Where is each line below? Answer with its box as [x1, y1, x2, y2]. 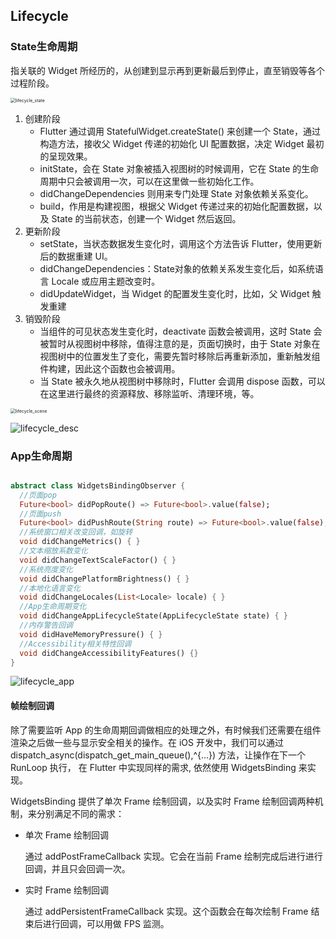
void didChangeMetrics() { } [19, 537, 141, 547]
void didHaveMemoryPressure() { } [19, 629, 163, 639]
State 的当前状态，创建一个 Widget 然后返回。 [51, 212, 242, 224]
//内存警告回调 [19, 620, 73, 631]
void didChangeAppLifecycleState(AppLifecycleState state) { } [19, 611, 288, 621]
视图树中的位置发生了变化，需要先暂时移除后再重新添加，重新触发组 [39, 350, 321, 362]
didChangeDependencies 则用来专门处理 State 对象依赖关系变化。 [39, 187, 314, 199]
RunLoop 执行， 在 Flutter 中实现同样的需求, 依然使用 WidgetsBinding [10, 761, 297, 773]
